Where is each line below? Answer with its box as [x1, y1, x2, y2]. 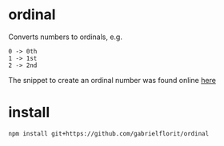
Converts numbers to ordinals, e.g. [8, 32, 122, 41]
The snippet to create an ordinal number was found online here [8, 75, 216, 85]
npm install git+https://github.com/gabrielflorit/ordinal [8, 129, 210, 137]
